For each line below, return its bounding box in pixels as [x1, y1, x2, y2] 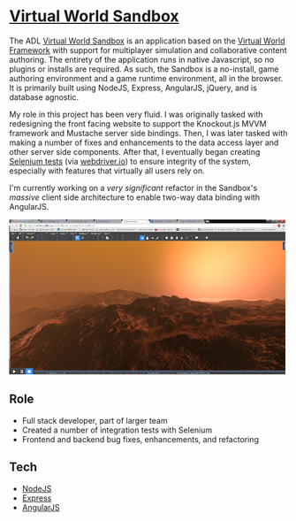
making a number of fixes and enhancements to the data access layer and [9, 137, 279, 148]
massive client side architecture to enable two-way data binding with [9, 192, 261, 203]
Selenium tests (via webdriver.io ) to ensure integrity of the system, [9, 156, 252, 166]
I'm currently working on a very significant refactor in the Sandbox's [9, 182, 258, 193]
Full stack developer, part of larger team [21, 415, 168, 425]
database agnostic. [9, 91, 80, 103]
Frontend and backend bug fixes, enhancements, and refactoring [21, 433, 259, 444]
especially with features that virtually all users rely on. [9, 165, 205, 176]
